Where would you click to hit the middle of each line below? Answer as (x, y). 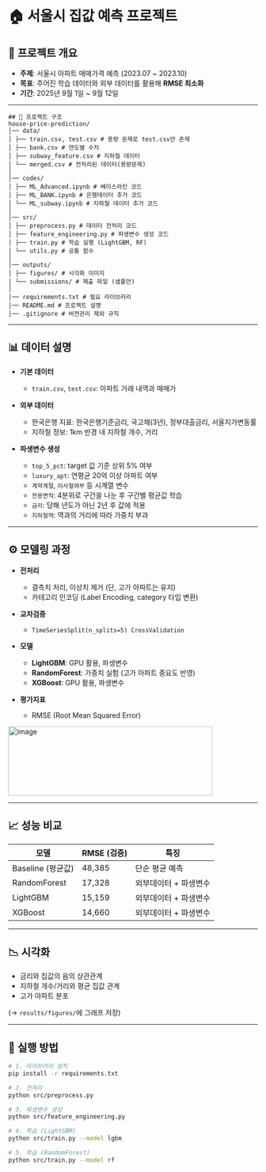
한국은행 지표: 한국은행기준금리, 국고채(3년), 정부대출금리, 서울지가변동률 (144, 422)
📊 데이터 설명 (40, 348)
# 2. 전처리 (25, 1088)
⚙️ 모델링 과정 (40, 550)
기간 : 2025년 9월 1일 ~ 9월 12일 (69, 93)
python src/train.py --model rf (61, 1160)
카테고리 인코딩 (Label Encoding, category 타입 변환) (115, 597)
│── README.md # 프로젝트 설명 (55, 305)
